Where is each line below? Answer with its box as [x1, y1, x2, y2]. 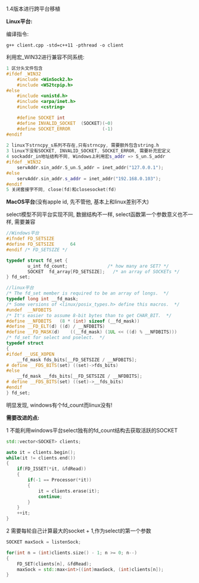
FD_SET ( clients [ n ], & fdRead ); [17, 561, 92, 567]
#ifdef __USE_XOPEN [6, 351, 55, 357]
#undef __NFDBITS [6, 307, 52, 313]
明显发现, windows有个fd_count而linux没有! [6, 401, 113, 409]
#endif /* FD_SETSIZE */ [6, 246, 68, 253]
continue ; [38, 493, 63, 500]
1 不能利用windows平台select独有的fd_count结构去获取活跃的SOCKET [6, 427, 178, 434]
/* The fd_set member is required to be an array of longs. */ [6, 290, 169, 296]
